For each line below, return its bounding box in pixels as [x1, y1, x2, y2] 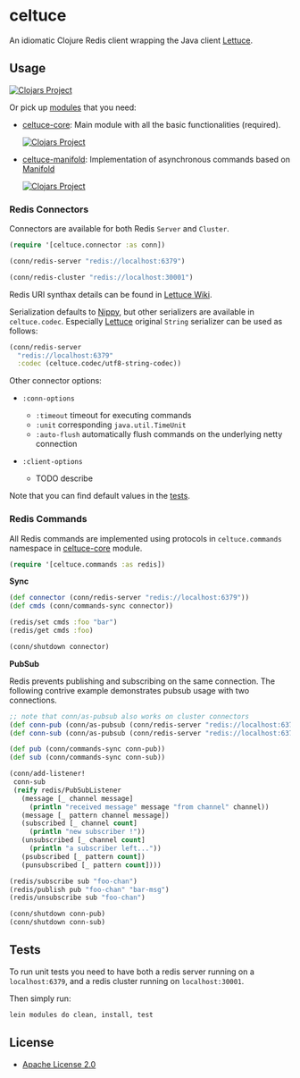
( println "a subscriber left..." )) [29, 844, 162, 854]
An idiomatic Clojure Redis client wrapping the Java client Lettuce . [9, 35, 254, 46]
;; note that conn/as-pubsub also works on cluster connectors [9, 712, 250, 720]
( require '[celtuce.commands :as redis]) [9, 560, 166, 568]
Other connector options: [9, 375, 103, 386]
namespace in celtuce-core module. [9, 543, 143, 553]
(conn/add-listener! [9, 770, 87, 779]
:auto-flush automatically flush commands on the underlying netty [35, 429, 283, 440]
